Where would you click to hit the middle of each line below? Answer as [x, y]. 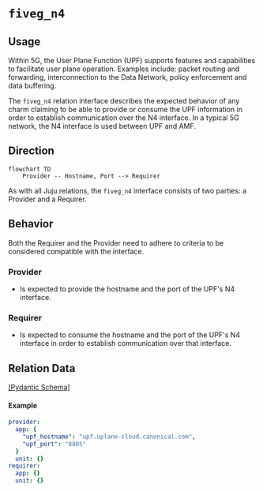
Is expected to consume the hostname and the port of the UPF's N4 [130, 335]
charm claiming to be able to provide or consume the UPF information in [126, 109]
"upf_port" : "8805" [54, 444]
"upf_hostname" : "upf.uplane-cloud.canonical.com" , [109, 437]
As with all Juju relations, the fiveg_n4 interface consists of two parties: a [128, 190]
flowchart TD [30, 169]
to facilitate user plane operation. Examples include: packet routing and [124, 69]
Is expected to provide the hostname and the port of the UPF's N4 [127, 289]
